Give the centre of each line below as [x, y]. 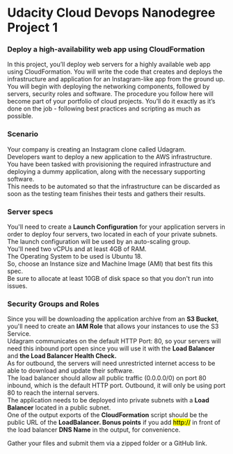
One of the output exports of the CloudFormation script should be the [108, 415]
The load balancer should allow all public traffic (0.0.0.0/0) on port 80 [107, 378]
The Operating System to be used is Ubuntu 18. [75, 257]
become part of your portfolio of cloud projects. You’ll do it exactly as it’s [111, 102]
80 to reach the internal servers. [53, 393]
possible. [20, 116]
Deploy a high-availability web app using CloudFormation [106, 49]
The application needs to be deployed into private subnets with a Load [109, 400]
